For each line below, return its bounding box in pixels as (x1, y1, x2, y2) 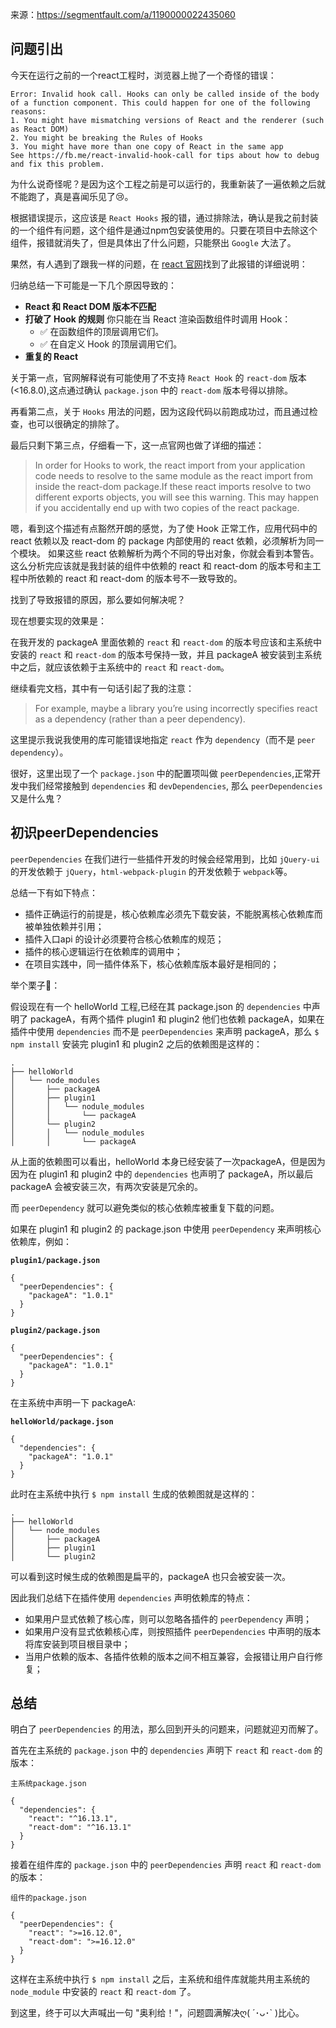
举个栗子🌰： (10, 979, 61, 991)
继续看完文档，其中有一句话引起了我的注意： (10, 682, 195, 694)
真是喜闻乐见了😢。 (53, 190, 134, 202)
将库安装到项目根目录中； (24, 1638, 131, 1650)
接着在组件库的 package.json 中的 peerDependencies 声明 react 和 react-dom (10, 1859, 322, 1871)
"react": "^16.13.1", (28, 1814, 118, 1824)
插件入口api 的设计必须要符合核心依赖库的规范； (24, 933, 225, 945)
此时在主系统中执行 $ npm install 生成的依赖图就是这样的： (10, 1488, 258, 1500)
